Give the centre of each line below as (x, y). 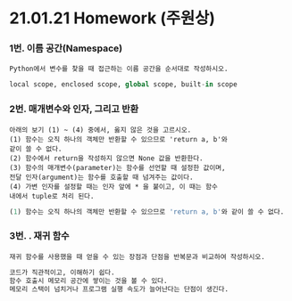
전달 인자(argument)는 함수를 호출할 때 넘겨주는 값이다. (101, 177)
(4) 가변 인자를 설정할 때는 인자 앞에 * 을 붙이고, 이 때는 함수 (114, 187)
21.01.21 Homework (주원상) (113, 18)
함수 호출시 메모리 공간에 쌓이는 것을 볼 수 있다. (88, 281)
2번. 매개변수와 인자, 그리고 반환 (74, 110)
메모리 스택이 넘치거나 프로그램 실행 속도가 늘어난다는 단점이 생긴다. (119, 289)
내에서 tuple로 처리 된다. (52, 196)
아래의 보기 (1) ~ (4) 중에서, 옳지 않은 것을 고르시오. (100, 130)
